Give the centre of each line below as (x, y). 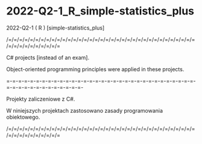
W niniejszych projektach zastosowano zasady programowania (85, 110)
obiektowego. (23, 117)
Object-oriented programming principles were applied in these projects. (95, 69)
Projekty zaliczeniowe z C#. (41, 99)
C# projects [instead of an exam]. (48, 57)
